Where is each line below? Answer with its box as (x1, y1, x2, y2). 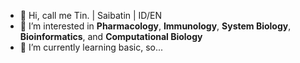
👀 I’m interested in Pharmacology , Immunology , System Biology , (19, 20, 292, 32)
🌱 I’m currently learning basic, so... (19, 41, 164, 53)
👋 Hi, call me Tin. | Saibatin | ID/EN (19, 10, 162, 21)
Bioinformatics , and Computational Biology (19, 31, 203, 42)
